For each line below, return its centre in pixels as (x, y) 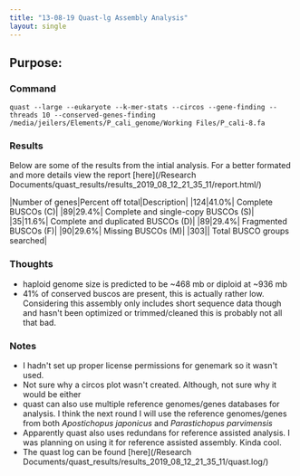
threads (24, 115)
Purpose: (36, 63)
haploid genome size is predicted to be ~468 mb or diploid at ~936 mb (155, 284)
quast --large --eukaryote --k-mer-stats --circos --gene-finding (137, 108)
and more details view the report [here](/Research (103, 175)
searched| (29, 241)
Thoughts (31, 264)
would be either (52, 395)
